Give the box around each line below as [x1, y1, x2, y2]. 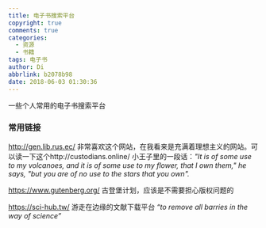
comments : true [8, 26, 59, 34]
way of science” [8, 211, 62, 220]
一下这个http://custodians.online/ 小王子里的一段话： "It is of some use [21, 151, 253, 161]
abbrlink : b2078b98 [8, 70, 73, 78]
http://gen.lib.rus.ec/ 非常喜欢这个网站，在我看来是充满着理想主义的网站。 [8, 142, 252, 151]
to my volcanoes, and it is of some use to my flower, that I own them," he [8, 160, 247, 170]
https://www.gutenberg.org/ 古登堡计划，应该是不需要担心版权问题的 [8, 185, 234, 195]
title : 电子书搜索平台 [8, 11, 75, 20]
